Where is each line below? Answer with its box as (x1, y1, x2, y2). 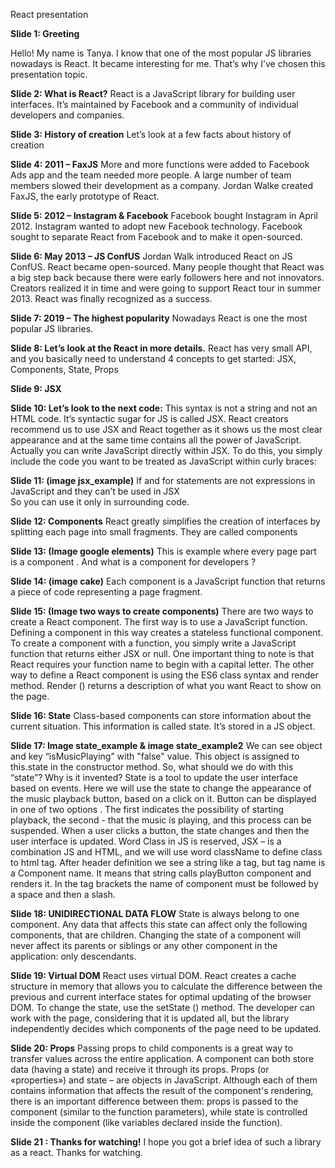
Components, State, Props (10, 364, 119, 375)
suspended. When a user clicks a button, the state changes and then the (10, 825, 310, 836)
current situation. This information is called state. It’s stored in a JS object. (10, 720, 316, 732)
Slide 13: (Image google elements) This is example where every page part (10, 545, 317, 557)
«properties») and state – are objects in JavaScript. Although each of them (10, 1074, 318, 1086)
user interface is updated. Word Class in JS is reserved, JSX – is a (10, 835, 282, 847)
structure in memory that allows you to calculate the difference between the (10, 980, 323, 992)
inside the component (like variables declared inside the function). (10, 1117, 283, 1128)
